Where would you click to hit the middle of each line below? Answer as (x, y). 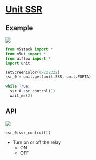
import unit (18, 63)
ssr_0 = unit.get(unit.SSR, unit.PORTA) (49, 77)
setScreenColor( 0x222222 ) (32, 72)
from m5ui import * (26, 54)
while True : (18, 86)
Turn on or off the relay (37, 142)
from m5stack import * (29, 49)
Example (19, 28)
